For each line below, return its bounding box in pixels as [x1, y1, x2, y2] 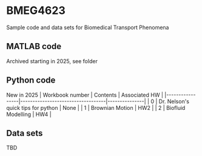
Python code [6, 75, 56, 86]
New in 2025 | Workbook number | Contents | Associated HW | [6, 91, 164, 98]
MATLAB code [6, 41, 62, 52]
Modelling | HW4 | [6, 110, 52, 118]
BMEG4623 [6, 4, 66, 18]
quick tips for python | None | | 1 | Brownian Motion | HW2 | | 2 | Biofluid [6, 104, 186, 111]
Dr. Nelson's [158, 98, 190, 105]
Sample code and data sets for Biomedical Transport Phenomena [6, 24, 169, 31]
